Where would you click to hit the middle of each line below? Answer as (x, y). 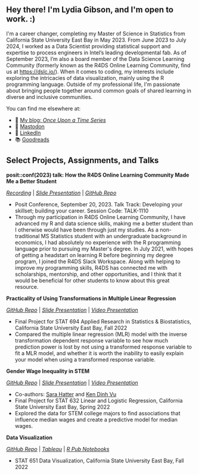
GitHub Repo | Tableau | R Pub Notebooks (58, 449)
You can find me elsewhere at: (43, 108)
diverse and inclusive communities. (49, 97)
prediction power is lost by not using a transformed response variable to (103, 347)
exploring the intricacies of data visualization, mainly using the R (85, 78)
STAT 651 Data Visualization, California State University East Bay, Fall (99, 460)
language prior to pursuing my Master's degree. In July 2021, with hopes (104, 249)
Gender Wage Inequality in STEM (48, 371)
